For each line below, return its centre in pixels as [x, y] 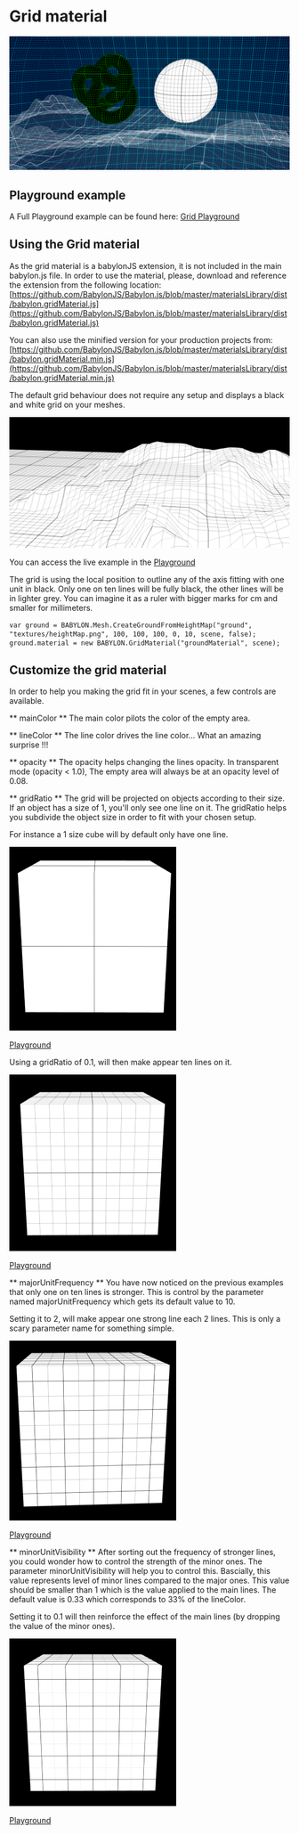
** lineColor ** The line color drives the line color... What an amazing [135, 736]
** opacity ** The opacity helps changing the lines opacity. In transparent [144, 762]
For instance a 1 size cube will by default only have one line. [119, 835]
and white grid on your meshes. [67, 404]
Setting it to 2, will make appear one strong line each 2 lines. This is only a [145, 1319]
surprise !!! [29, 745]
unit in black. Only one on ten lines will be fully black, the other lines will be [146, 589]
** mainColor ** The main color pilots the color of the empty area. [130, 718]
